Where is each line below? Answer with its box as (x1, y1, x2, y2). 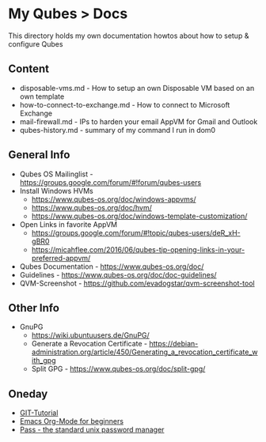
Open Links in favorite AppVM (19, 219, 117, 229)
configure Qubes (8, 39, 63, 48)
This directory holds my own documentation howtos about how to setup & (8, 31, 249, 40)
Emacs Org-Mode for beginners (19, 417, 124, 426)
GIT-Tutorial (19, 408, 59, 417)
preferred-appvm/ (31, 253, 91, 263)
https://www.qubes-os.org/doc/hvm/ (31, 202, 153, 212)
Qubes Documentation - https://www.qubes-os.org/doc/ (19, 262, 204, 271)
